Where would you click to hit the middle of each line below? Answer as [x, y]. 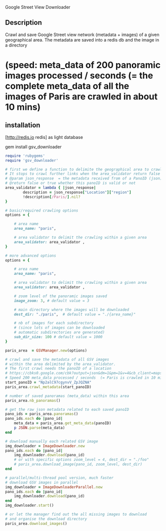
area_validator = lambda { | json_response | [51, 188]
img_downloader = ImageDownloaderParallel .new [54, 487]
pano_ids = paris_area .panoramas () [42, 414]
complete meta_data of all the [67, 86]
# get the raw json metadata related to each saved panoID [67, 409]
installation [23, 125]
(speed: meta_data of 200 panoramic [83, 65]
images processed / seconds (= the [79, 76]
